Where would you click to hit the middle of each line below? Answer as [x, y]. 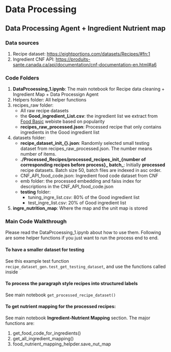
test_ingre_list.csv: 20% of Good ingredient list [77, 203]
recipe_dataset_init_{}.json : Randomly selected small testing [85, 143]
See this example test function [37, 261]
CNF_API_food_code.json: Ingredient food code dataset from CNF [89, 176]
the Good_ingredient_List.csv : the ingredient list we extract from [89, 116]
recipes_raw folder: [33, 105]
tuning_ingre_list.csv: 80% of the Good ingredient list [84, 197]
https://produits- [73, 59]
